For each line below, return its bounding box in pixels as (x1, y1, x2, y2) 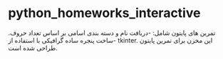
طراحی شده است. (8, 43, 58, 52)
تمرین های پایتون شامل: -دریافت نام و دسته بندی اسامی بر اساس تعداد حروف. (8, 28, 216, 37)
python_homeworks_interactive (8, 5, 201, 21)
